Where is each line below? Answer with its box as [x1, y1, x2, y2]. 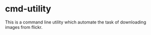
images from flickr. [5, 24, 43, 30]
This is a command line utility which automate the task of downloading [5, 19, 146, 25]
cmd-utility [5, 3, 51, 14]
